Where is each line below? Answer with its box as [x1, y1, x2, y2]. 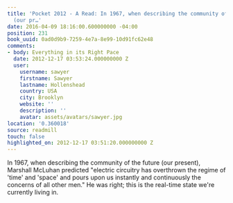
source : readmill [7, 127, 58, 133]
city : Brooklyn [19, 95, 64, 101]
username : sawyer [19, 68, 70, 75]
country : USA [19, 88, 58, 95]
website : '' [19, 101, 54, 108]
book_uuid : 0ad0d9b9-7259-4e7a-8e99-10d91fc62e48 [7, 36, 154, 43]
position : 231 [7, 29, 49, 37]
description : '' [19, 107, 67, 114]
